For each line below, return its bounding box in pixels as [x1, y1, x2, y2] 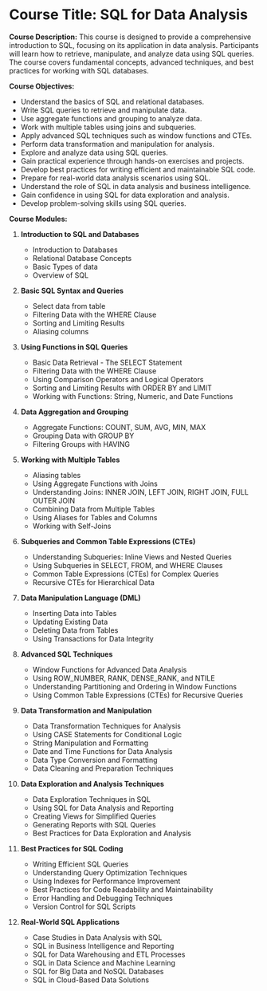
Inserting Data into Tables [32, 608, 117, 618]
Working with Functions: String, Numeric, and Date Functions [32, 391, 234, 401]
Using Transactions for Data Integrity [32, 634, 154, 643]
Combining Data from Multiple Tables [32, 504, 155, 514]
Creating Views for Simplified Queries [32, 811, 156, 821]
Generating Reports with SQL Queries [32, 819, 156, 829]
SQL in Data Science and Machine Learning [32, 957, 176, 967]
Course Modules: [9, 214, 68, 223]
